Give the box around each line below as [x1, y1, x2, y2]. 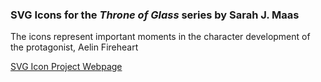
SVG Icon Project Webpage [10, 61, 123, 73]
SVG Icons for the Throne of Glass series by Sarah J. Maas [10, 8, 300, 22]
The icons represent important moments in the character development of [10, 31, 311, 43]
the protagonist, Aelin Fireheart [10, 41, 139, 53]
